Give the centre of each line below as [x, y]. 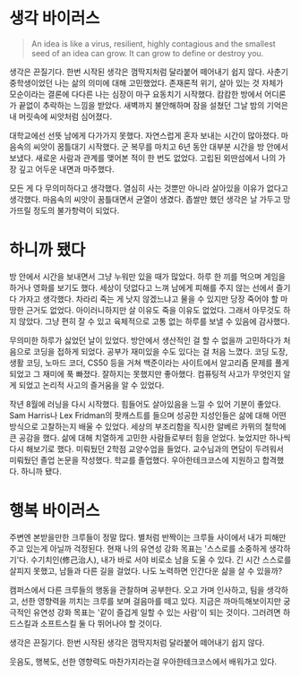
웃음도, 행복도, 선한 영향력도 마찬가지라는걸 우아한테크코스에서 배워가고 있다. [143, 661]
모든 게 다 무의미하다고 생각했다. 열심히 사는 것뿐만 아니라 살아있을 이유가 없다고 [149, 188]
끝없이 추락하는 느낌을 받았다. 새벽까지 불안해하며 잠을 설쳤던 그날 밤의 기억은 [154, 105]
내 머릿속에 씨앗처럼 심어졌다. [61, 116]
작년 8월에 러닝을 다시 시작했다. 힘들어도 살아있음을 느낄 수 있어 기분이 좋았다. [146, 404]
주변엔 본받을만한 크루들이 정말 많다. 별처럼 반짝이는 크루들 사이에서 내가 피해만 [148, 537]
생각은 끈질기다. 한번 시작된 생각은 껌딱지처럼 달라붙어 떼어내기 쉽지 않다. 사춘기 [149, 72]
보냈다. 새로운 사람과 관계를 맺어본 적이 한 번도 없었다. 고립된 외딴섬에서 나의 [143, 158]
